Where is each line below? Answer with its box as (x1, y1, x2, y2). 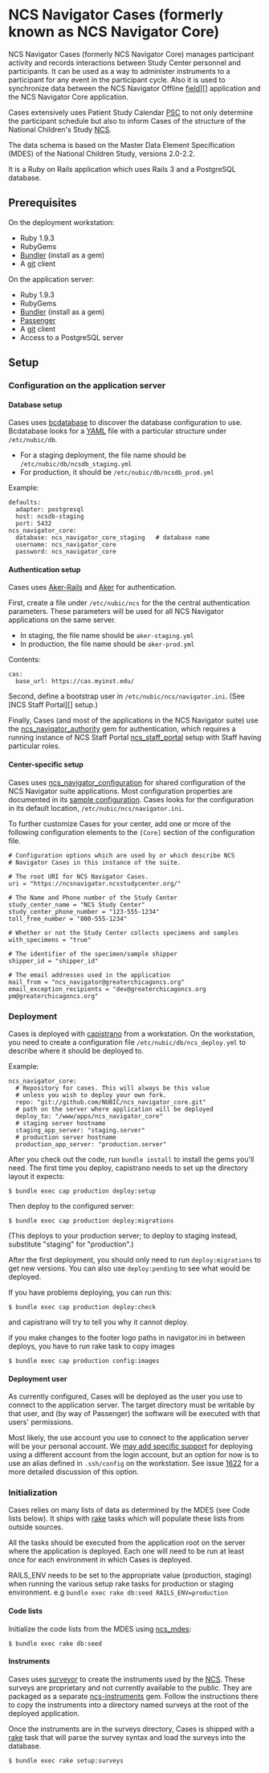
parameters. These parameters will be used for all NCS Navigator (8, 607, 224, 616)
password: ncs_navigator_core (15, 548, 116, 556)
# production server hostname (15, 1133, 116, 1141)
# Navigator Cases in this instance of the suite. (8, 858, 181, 866)
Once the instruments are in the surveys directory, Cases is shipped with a (8, 1724, 255, 1734)
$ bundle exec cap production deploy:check (8, 1303, 157, 1311)
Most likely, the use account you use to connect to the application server (8, 1433, 249, 1443)
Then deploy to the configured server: (8, 1201, 134, 1210)
